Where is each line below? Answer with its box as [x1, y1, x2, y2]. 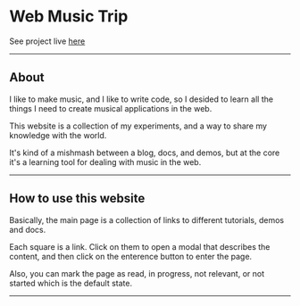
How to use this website [9, 191, 146, 206]
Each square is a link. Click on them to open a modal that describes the [9, 241, 271, 252]
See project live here [9, 36, 86, 46]
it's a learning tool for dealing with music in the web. [9, 156, 202, 167]
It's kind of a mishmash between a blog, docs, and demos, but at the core [9, 147, 280, 158]
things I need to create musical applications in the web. [9, 103, 212, 113]
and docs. [9, 224, 46, 235]
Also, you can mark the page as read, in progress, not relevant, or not [9, 268, 265, 278]
